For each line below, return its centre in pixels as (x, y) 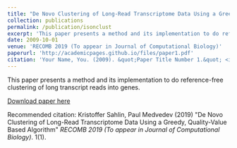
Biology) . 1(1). (27, 137)
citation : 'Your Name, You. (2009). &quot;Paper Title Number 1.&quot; (115, 60)
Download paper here (39, 101)
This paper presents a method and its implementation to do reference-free (115, 80)
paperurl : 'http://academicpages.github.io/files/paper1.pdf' (101, 54)
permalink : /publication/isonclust (60, 27)
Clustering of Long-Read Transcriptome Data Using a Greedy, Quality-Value (117, 122)
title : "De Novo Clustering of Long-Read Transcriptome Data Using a (112, 14)
